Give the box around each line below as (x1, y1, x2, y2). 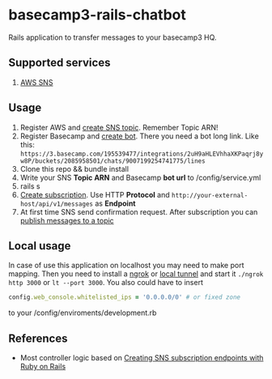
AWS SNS (19, 77, 53, 87)
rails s (19, 181, 40, 191)
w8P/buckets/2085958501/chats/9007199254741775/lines (19, 156, 206, 165)
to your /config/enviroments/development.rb (8, 308, 157, 317)
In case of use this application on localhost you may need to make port (8, 261, 244, 270)
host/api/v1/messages (19, 200, 93, 208)
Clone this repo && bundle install (19, 164, 130, 173)
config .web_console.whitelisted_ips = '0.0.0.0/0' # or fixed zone (8, 293, 241, 301)
